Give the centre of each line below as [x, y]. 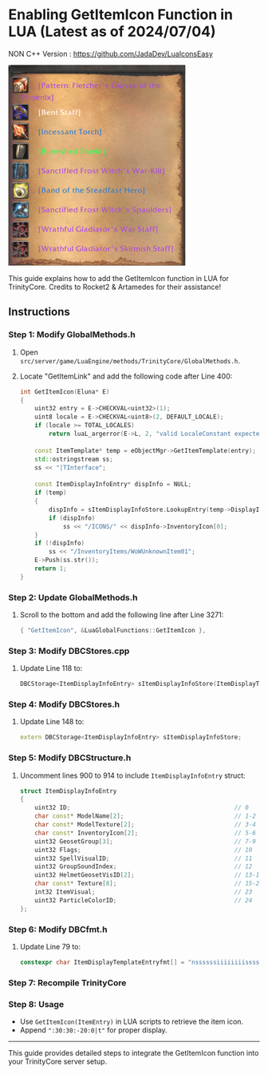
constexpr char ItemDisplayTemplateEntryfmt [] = [102, 962]
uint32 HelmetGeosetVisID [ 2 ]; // [138, 875]
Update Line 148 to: [52, 722]
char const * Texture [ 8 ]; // [138, 884]
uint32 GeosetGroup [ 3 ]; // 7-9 [146, 841]
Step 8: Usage [36, 1004]
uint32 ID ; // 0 [142, 808]
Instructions [39, 312]
